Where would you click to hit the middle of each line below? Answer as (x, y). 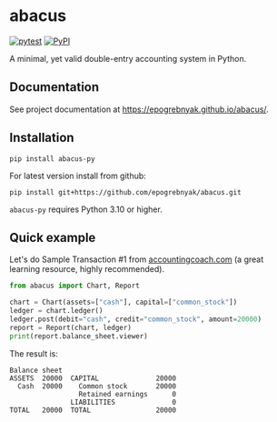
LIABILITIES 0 (124, 402)
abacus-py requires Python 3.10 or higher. (86, 209)
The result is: (34, 353)
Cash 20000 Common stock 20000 (97, 386)
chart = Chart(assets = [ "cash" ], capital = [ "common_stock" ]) (124, 302)
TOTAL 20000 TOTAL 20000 (93, 410)
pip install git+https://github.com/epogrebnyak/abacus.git (126, 192)
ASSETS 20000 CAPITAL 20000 (93, 378)
